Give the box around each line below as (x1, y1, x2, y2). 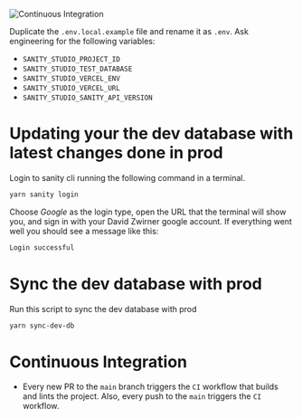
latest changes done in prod (9, 143, 223, 163)
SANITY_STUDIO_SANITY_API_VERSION (22, 93, 153, 102)
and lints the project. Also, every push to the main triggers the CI (22, 391, 262, 402)
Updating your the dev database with (9, 123, 294, 144)
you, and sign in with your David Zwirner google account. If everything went (9, 215, 292, 226)
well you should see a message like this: (9, 225, 159, 236)
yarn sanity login (9, 190, 79, 199)
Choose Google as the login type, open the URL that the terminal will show (9, 206, 287, 217)
